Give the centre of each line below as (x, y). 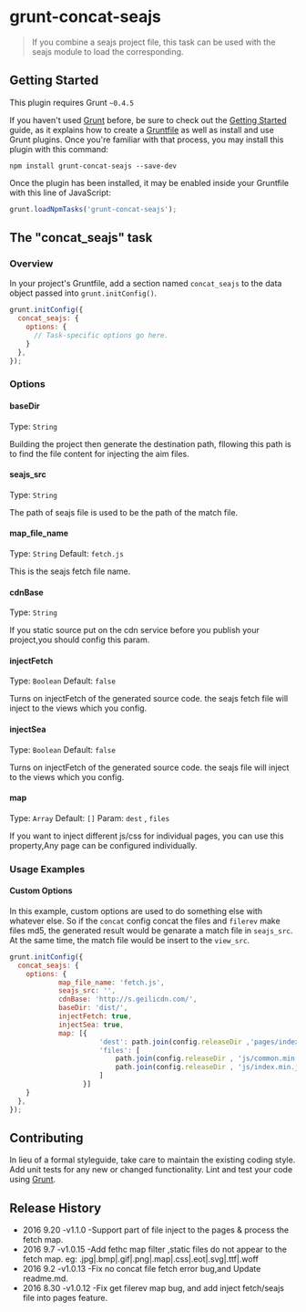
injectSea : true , (91, 1025)
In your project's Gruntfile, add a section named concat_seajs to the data (146, 284)
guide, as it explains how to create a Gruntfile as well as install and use (142, 130)
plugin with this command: (59, 149)
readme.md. (45, 1278)
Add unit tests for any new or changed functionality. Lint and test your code (151, 1170)
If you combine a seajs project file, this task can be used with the (153, 42)
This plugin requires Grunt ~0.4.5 (72, 102)
